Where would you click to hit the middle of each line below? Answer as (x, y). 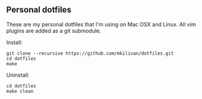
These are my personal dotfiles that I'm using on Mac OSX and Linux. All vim (101, 24)
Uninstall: (18, 75)
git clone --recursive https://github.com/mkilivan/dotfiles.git (90, 53)
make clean (20, 91)
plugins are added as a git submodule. (54, 31)
